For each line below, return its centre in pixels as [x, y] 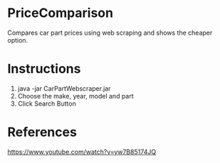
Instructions [44, 69]
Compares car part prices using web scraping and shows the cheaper [110, 33]
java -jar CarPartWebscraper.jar [64, 88]
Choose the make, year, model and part [75, 96]
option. [18, 40]
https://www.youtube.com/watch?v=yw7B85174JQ [82, 152]
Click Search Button [47, 103]
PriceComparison [61, 13]
